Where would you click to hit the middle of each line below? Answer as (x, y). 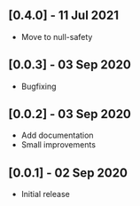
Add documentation (57, 135)
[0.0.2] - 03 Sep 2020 (70, 114)
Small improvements (58, 145)
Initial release (45, 194)
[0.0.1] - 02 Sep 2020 (68, 173)
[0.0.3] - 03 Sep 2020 (70, 65)
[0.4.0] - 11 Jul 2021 (63, 16)
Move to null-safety (57, 36)
